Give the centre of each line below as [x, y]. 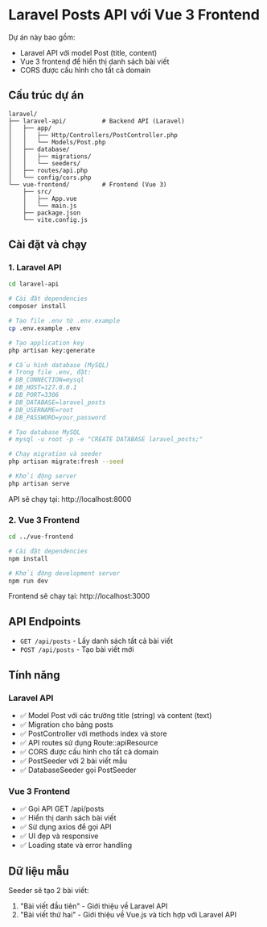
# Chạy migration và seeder [55, 454]
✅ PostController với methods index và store [93, 733]
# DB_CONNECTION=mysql [46, 380]
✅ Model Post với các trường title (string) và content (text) [116, 715]
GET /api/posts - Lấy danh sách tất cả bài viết [96, 641]
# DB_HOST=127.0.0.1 [43, 388]
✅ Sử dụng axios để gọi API [66, 827]
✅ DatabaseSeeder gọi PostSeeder [78, 770]
